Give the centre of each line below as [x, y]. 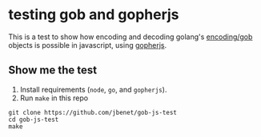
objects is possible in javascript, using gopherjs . [87, 45]
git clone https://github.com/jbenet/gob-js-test [93, 112]
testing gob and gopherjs [94, 15]
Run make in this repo [54, 98]
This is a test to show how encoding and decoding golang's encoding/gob [130, 37]
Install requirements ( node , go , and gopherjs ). [93, 89]
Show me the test [53, 70]
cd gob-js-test [34, 119]
